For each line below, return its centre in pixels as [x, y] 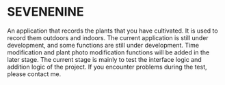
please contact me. [34, 74]
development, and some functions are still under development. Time [103, 45]
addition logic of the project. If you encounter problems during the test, [107, 67]
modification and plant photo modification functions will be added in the [108, 52]
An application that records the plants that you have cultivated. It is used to [112, 31]
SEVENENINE [45, 12]
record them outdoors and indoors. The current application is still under [108, 37]
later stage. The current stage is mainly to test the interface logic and [104, 59]
